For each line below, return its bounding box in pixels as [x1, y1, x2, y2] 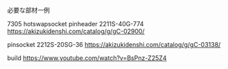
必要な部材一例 [7, 6, 50, 14]
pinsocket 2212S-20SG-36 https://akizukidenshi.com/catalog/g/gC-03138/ [7, 41, 221, 48]
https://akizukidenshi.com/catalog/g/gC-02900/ [7, 27, 145, 35]
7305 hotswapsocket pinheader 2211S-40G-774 [7, 20, 144, 28]
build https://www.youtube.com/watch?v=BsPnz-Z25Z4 [7, 54, 167, 62]
